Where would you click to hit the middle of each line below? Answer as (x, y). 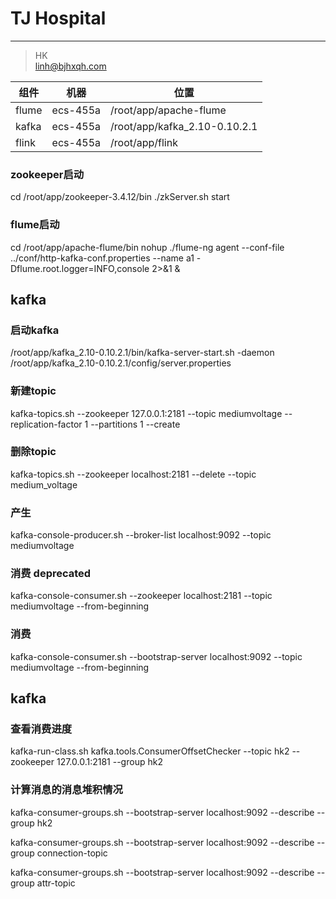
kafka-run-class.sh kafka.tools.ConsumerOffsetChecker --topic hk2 (150, 751)
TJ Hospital (58, 18)
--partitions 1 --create (135, 424)
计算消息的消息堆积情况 (66, 790)
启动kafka (35, 330)
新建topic (33, 391)
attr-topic (56, 883)
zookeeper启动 (47, 174)
